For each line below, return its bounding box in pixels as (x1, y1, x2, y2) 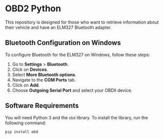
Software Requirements (5, 102, 79, 110)
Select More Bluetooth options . (12, 72, 77, 78)
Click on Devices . (12, 66, 48, 72)
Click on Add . (12, 82, 40, 88)
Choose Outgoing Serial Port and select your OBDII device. (12, 87, 133, 93)
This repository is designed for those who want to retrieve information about (5, 19, 159, 25)
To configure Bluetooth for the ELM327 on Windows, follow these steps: (5, 52, 150, 57)
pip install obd (5, 129, 38, 134)
